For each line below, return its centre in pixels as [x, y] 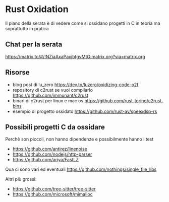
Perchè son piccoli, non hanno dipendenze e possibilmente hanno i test [79, 139]
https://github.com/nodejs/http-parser [52, 154]
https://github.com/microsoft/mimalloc [52, 194]
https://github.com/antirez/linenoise [50, 149]
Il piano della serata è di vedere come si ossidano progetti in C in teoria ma [83, 23]
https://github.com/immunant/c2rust [50, 95]
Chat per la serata [34, 45]
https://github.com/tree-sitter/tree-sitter [54, 189]
